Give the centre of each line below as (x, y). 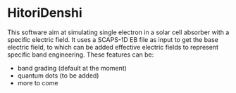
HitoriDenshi (45, 13)
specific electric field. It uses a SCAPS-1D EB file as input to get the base (113, 39)
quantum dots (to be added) (58, 76)
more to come (38, 83)
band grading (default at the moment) (72, 68)
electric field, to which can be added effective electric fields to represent (113, 47)
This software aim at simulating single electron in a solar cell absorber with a (118, 32)
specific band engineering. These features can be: (81, 55)
